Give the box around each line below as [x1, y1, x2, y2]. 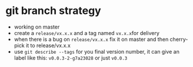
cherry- [169, 36, 188, 43]
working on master [14, 23, 60, 30]
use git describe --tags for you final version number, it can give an [14, 48, 180, 55]
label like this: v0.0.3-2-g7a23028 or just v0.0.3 [14, 54, 128, 61]
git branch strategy [5, 4, 101, 17]
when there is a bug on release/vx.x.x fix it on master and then [14, 36, 169, 43]
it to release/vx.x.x [25, 42, 71, 49]
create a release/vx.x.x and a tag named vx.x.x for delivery [14, 29, 160, 36]
